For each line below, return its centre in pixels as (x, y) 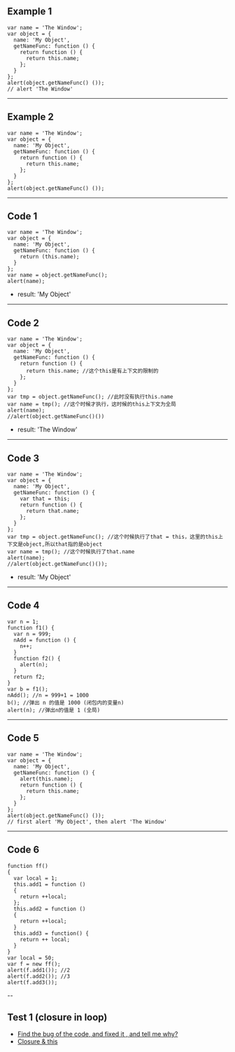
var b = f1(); (28, 689)
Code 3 (23, 458)
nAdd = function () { (45, 640)
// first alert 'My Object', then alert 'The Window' (87, 822)
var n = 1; (23, 622)
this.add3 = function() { (51, 933)
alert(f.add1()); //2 (39, 970)
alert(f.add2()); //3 (39, 976)
